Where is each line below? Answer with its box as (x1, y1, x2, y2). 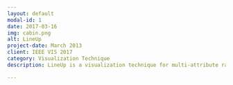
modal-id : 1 (7, 17, 42, 23)
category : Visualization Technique (7, 55, 110, 62)
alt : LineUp (7, 36, 42, 43)
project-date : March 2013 (7, 42, 82, 49)
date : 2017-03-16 (7, 23, 58, 30)
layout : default (7, 10, 54, 17)
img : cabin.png (7, 29, 51, 37)
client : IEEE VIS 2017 (7, 49, 73, 56)
